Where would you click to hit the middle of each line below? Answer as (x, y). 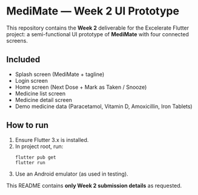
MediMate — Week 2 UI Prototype (93, 11)
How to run (28, 125)
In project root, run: (39, 146)
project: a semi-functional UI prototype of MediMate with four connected (98, 34)
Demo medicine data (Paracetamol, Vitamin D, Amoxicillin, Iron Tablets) (104, 106)
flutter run (30, 162)
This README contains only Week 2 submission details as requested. (94, 185)
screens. (17, 40)
